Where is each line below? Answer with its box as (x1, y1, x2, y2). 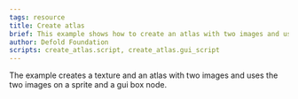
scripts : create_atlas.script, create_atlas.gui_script (9, 46, 220, 55)
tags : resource (9, 12, 66, 22)
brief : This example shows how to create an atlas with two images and (9, 29, 279, 38)
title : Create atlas (9, 21, 86, 30)
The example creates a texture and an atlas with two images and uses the (9, 70, 278, 80)
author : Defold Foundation (9, 37, 109, 47)
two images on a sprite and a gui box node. (9, 80, 167, 90)
